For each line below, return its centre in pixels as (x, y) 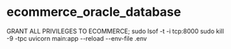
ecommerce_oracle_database (94, 12)
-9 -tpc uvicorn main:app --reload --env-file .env (77, 38)
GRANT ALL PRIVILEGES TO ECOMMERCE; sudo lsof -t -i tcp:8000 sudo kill (115, 31)
